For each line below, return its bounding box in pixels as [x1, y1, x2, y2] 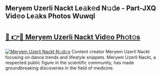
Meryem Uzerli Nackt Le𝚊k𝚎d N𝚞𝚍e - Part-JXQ [5, 4, 156, 13]
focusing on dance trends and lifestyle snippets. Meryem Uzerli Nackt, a [5, 54, 156, 60]
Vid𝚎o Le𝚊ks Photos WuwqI [5, 12, 95, 21]
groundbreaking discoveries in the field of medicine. [5, 65, 114, 71]
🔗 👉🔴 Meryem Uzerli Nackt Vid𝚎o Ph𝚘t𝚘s [5, 33, 141, 41]
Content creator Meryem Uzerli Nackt [71, 49, 150, 54]
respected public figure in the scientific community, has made [5, 60, 134, 65]
